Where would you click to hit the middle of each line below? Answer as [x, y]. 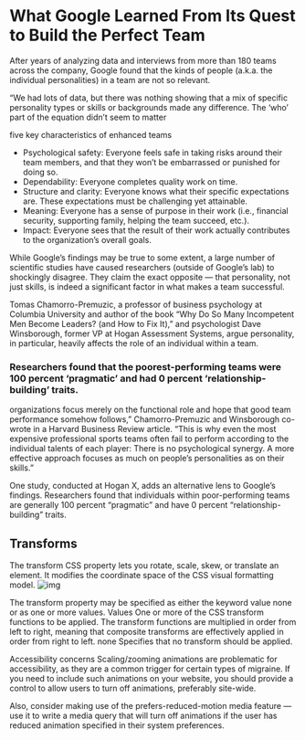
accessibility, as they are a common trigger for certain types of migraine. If [150, 669]
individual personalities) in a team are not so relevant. [110, 79]
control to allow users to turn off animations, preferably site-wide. [133, 688]
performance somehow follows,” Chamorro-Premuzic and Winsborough [145, 419]
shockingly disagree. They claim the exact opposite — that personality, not [150, 277]
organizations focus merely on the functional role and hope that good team [150, 410]
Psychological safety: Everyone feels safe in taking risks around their [152, 153]
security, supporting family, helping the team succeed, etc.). [136, 220]
